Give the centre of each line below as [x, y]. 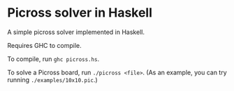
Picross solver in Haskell [80, 13]
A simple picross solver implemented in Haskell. [76, 32]
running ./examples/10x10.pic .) [52, 80]
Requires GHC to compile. [44, 45]
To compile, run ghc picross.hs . [53, 59]
